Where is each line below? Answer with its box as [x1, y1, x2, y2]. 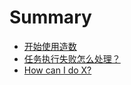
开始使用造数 [23, 40, 77, 52]
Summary [9, 6, 92, 29]
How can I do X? [23, 64, 92, 76]
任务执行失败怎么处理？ [23, 52, 121, 65]
